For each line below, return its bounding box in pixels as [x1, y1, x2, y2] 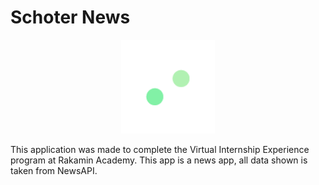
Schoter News [10, 6, 131, 29]
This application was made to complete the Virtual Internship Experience [10, 143, 310, 155]
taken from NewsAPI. [10, 164, 98, 176]
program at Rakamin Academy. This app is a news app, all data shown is [10, 154, 308, 166]
